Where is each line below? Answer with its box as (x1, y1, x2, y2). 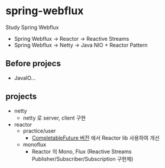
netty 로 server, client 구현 (22, 114, 86, 121)
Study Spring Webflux (5, 24, 59, 31)
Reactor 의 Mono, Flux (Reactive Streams (31, 148, 132, 155)
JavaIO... (14, 74, 36, 81)
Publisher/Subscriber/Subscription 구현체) (31, 155, 134, 162)
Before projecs (5, 59, 62, 69)
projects (5, 92, 37, 102)
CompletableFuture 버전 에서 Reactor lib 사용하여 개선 (31, 134, 160, 141)
